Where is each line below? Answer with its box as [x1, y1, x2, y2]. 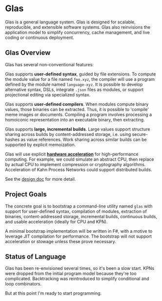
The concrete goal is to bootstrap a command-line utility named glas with [5, 203, 153, 209]
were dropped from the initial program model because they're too [5, 271, 137, 277]
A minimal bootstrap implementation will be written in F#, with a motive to [5, 228, 153, 234]
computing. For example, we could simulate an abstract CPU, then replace [5, 156, 154, 162]
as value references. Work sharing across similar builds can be [20, 136, 147, 142]
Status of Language [5, 252, 66, 261]
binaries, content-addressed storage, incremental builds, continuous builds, [5, 213, 158, 219]
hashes [5, 136, 20, 142]
